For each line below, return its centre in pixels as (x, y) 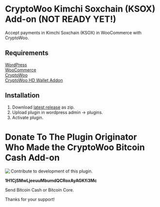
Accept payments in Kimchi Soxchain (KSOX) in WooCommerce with (73, 32)
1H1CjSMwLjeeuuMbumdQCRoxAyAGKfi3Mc (51, 180)
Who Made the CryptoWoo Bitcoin (75, 147)
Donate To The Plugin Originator (71, 137)
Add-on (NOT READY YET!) (61, 19)
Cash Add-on (32, 157)
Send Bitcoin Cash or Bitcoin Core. (40, 190)
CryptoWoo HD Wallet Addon (34, 80)
